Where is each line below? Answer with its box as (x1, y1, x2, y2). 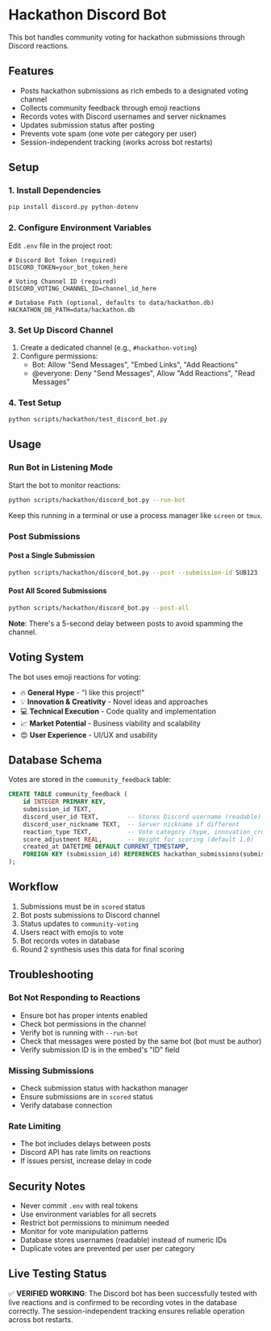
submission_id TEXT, (23, 806, 92, 814)
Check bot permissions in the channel (19, 1019, 147, 1028)
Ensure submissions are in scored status (19, 1091, 153, 1101)
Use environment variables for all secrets (19, 1209, 157, 1219)
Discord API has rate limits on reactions (19, 1148, 152, 1157)
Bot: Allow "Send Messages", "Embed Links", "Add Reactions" (31, 359, 239, 369)
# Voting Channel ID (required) (8, 277, 117, 286)
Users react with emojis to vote (19, 927, 124, 937)
